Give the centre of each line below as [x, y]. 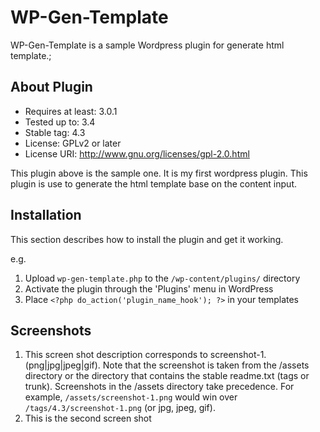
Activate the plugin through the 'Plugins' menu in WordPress [149, 288]
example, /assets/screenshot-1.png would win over [131, 397]
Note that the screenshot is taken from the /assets [206, 365]
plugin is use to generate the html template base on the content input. [153, 183]
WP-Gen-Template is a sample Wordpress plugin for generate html [147, 45]
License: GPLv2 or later [73, 143]
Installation [46, 215]
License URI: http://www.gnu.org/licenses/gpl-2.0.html [137, 153]
